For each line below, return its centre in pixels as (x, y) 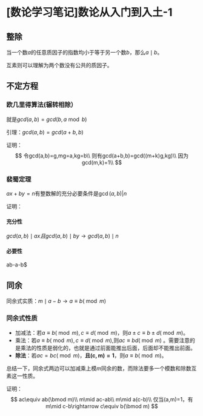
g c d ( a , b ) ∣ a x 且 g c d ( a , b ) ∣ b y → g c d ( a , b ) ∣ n (63, 236)
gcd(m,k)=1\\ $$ (102, 162)
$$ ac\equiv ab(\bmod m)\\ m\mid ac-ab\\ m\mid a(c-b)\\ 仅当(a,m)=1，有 (102, 399)
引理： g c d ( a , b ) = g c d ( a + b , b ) (45, 132)
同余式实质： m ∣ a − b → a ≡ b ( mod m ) (56, 301)
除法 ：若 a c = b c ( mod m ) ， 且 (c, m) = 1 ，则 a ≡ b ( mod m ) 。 (91, 355)
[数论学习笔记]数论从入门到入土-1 (89, 12)
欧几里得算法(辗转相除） (42, 105)
